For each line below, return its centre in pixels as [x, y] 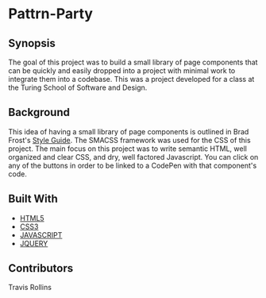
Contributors [41, 268]
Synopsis [32, 43]
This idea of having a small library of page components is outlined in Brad [129, 131]
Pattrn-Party [51, 14]
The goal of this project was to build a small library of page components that [133, 62]
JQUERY [34, 243]
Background [39, 112]
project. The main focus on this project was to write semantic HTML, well [128, 149]
